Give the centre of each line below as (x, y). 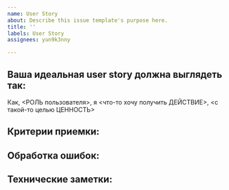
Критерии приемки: (53, 131)
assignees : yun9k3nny (39, 40)
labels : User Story (36, 33)
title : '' (22, 27)
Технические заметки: (60, 179)
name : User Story (33, 14)
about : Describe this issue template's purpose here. (88, 20)
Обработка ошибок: (53, 155)
